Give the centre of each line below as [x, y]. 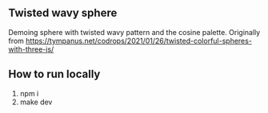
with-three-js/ [31, 49]
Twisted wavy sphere [63, 13]
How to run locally [54, 74]
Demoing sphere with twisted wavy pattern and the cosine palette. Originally [134, 32]
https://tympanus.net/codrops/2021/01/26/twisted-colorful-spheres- [138, 41]
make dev [36, 102]
